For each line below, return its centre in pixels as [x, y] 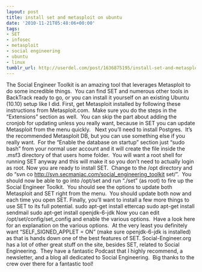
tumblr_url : [21, 68]
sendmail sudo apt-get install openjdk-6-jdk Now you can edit [83, 213]
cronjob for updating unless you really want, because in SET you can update [101, 123]
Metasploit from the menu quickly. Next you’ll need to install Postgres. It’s [99, 129]
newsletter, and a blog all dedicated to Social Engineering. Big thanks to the [100, 258]
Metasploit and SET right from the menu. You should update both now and [99, 194]
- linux [16, 62]
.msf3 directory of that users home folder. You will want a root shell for [94, 155]
